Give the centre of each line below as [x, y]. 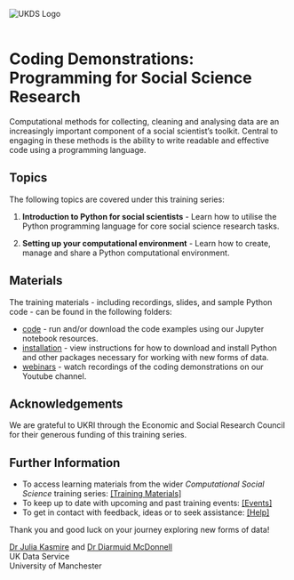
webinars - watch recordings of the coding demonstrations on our [143, 367]
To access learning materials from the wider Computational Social [143, 484]
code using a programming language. [78, 149]
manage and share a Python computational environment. [126, 253]
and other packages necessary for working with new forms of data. [145, 357]
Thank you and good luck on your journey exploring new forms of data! [139, 530]
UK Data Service [40, 557]
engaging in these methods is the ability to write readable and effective [139, 140]
